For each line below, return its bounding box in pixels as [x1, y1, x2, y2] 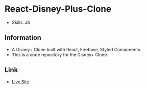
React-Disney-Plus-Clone [4, 3, 112, 15]
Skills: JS [11, 19, 30, 25]
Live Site [11, 79, 29, 85]
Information [4, 34, 42, 42]
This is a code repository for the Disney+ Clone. [11, 52, 108, 57]
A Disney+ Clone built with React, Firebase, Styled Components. [11, 46, 142, 52]
